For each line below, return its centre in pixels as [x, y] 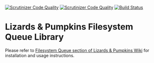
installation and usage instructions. [40, 55]
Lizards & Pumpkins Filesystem [69, 27]
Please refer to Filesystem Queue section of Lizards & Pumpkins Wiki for [77, 50]
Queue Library [34, 37]
